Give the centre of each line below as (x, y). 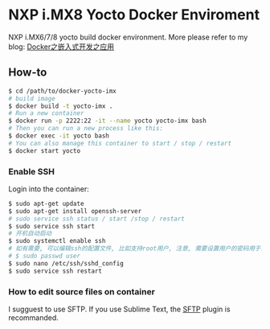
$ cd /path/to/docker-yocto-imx (62, 91)
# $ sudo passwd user (45, 256)
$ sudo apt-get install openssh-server (75, 211)
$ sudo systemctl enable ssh (57, 241)
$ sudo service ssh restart (55, 271)
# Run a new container (46, 113)
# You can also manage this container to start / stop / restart (120, 143)
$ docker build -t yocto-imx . (61, 106)
